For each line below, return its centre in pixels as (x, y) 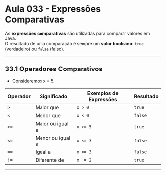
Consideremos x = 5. (34, 81)
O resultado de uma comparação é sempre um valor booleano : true (75, 43)
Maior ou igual (52, 123)
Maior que (47, 107)
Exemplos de (103, 93)
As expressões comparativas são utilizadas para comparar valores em (78, 33)
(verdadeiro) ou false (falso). (35, 49)
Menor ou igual (53, 138)
